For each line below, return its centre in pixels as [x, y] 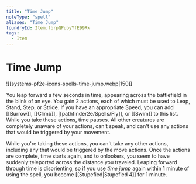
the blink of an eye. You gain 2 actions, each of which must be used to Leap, [98, 101]
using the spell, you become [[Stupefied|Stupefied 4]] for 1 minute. [87, 174]
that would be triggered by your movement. [59, 132]
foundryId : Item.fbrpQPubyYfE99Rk [48, 28]
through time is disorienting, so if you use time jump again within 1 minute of [98, 168]
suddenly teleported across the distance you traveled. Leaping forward [92, 162]
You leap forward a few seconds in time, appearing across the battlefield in [97, 95]
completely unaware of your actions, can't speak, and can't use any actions [97, 126]
